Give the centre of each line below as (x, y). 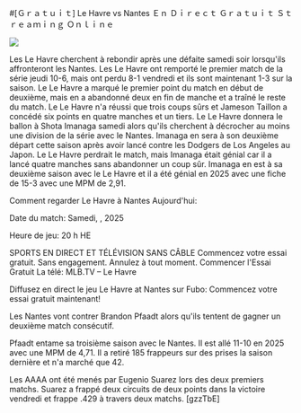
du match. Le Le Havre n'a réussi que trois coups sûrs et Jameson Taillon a (148, 107)
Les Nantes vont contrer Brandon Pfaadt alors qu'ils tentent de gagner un (145, 316)
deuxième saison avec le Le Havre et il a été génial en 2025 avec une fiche (148, 174)
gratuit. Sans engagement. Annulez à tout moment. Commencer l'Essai (140, 262)
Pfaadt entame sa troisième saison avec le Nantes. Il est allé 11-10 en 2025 (147, 343)
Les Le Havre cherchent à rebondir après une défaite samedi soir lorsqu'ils (147, 59)
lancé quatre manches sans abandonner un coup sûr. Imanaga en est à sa (146, 164)
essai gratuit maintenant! (55, 299)
